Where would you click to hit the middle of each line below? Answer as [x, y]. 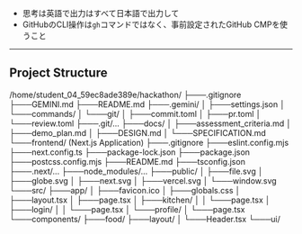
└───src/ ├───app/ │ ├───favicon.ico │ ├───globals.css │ [125, 190]
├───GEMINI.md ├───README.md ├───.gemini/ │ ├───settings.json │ [147, 104]
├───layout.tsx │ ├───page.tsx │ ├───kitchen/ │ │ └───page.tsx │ [140, 200]
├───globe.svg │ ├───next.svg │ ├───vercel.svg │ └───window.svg [143, 180]
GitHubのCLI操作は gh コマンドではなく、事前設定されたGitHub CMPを [151, 24]
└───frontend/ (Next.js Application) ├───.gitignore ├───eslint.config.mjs [149, 142]
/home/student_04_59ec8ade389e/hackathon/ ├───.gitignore [125, 94]
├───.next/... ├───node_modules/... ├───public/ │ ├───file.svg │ [136, 171]
